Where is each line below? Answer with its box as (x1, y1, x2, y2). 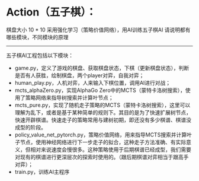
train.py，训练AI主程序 (14, 168, 70, 175)
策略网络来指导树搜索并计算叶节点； (25, 94, 114, 101)
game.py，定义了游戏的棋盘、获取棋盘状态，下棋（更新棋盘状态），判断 (14, 64, 190, 71)
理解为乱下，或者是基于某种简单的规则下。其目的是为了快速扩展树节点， (14, 109, 191, 116)
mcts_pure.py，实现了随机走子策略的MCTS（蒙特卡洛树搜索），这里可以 (14, 101, 191, 109)
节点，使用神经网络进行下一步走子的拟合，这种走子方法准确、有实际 (20, 138, 187, 145)
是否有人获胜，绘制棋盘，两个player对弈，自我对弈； (14, 72, 145, 79)
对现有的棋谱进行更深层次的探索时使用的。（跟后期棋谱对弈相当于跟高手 (14, 153, 189, 160)
